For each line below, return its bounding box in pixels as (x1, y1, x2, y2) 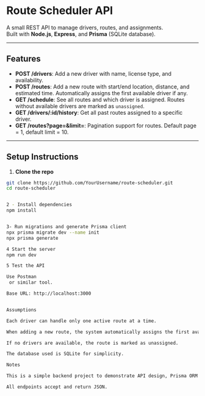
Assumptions (6, 306, 37, 313)
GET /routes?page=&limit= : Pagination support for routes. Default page (15, 121, 197, 129)
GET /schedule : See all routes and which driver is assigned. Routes (15, 96, 185, 103)
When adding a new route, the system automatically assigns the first (6, 329, 190, 335)
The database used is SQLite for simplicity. (6, 351, 124, 357)
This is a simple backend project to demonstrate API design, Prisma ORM (6, 373, 198, 379)
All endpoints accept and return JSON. (6, 384, 108, 391)
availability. (15, 76, 44, 84)
